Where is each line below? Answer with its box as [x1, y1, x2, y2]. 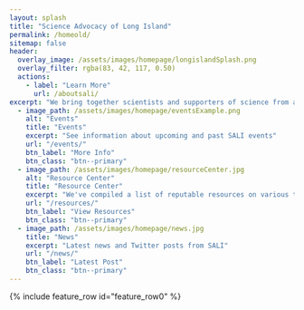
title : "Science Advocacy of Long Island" [9, 22, 172, 31]
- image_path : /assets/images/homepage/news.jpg [17, 224, 204, 233]
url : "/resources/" [25, 199, 100, 208]
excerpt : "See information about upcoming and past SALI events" [25, 131, 278, 140]
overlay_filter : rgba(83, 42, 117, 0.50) [17, 64, 176, 73]
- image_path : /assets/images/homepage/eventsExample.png [17, 106, 242, 115]
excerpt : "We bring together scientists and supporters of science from [9, 97, 290, 107]
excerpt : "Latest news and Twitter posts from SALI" [25, 241, 229, 250]
